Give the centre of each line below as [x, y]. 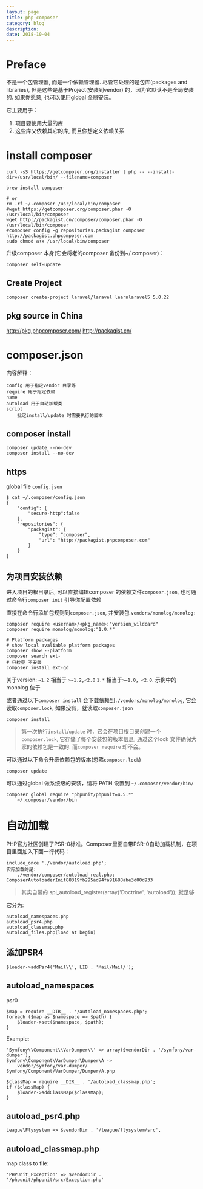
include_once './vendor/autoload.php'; [57, 863]
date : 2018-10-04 [28, 35]
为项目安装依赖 [34, 576]
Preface [26, 65]
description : [23, 29]
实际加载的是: [21, 869]
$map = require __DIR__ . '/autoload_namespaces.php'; [77, 1012]
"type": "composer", [65, 535]
